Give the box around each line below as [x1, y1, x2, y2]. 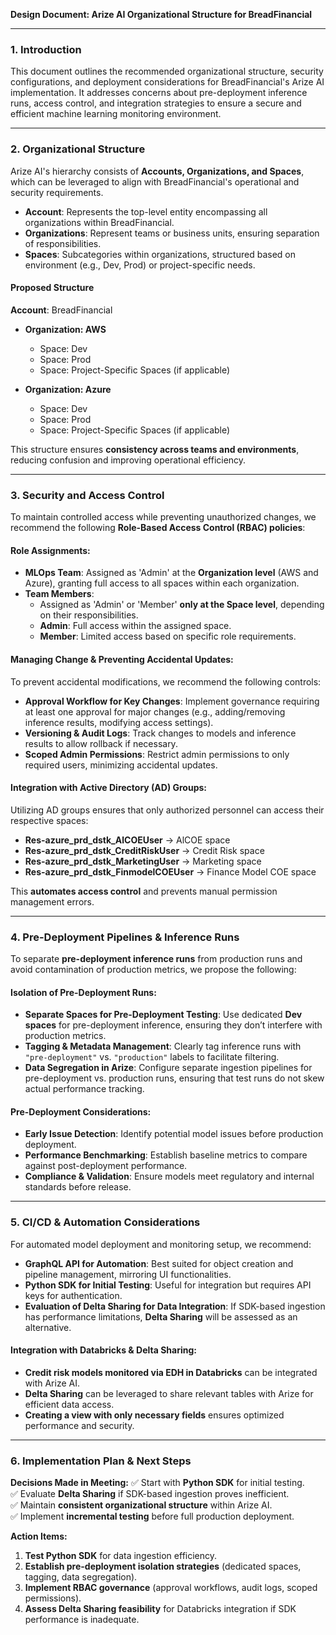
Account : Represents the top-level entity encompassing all [24, 205, 268, 218]
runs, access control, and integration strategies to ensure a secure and [10, 97, 302, 109]
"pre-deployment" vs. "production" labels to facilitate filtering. [24, 1051, 280, 1063]
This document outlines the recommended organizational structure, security [10, 65, 324, 78]
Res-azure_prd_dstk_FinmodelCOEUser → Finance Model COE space [24, 865, 317, 878]
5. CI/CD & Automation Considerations [10, 1215, 201, 1229]
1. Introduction [10, 42, 82, 56]
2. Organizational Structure [10, 142, 146, 156]
